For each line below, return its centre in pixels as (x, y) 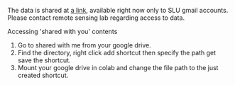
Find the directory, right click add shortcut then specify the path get (117, 53)
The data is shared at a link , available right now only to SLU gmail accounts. (118, 10)
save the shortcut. (44, 60)
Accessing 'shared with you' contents (62, 32)
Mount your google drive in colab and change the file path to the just (118, 68)
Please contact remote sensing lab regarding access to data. (96, 18)
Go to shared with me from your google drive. (84, 45)
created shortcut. (43, 75)
